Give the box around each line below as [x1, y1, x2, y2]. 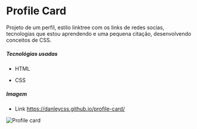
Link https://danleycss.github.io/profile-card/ [14, 105, 125, 112]
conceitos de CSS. [6, 36, 52, 43]
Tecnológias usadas [6, 50, 58, 57]
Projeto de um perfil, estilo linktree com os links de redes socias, [6, 24, 165, 31]
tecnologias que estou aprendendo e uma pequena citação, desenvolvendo [6, 30, 192, 37]
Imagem [6, 90, 27, 97]
